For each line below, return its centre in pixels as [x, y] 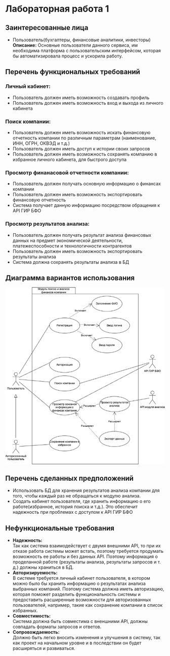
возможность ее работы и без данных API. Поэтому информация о [85, 556]
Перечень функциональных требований [73, 72]
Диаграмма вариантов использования [70, 278]
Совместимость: [32, 616]
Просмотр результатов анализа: [48, 224]
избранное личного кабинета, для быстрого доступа [70, 159]
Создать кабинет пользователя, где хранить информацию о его [81, 502]
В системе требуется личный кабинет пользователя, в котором [81, 578]
